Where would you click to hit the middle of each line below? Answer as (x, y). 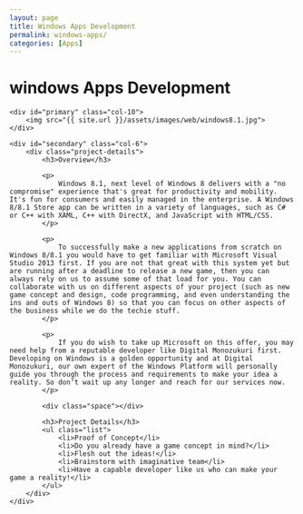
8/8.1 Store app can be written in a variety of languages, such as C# (147, 208)
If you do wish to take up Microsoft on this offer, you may (176, 343)
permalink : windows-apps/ (58, 35)
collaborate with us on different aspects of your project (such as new (150, 287)
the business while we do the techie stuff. (95, 311)
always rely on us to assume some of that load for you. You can (135, 279)
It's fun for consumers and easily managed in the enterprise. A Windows (152, 200)
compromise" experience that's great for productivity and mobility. (144, 192)
